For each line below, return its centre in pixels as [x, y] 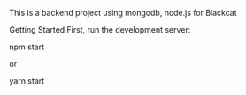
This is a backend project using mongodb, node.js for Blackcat [123, 13]
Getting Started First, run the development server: [100, 29]
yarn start [27, 81]
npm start [27, 47]
